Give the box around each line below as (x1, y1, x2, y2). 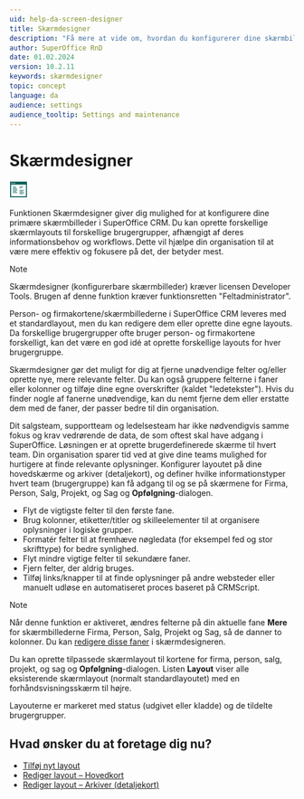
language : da (9, 90, 59, 100)
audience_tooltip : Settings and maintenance (9, 109, 180, 119)
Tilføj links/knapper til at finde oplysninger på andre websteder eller (22, 573, 275, 584)
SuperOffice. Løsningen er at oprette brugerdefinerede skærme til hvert (9, 440, 277, 451)
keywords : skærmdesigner (9, 72, 103, 81)
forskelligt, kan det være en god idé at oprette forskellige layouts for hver (9, 338, 281, 348)
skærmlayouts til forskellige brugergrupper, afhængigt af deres (9, 227, 244, 238)
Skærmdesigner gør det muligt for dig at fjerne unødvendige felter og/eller (9, 365, 287, 376)
